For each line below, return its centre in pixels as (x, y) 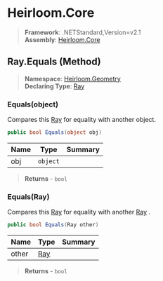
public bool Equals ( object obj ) (54, 132)
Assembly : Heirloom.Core (62, 39)
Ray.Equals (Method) (54, 62)
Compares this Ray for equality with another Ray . (79, 212)
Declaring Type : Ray (54, 86)
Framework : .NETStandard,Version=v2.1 (83, 32)
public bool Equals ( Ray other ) (53, 225)
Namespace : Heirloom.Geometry (72, 78)
